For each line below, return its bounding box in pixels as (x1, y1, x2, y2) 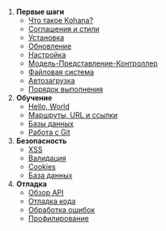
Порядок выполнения (28, 84, 104, 94)
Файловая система (28, 67, 95, 76)
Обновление (28, 41, 72, 51)
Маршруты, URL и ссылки (28, 110, 118, 120)
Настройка (28, 50, 66, 59)
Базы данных (28, 119, 74, 128)
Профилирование (28, 214, 89, 223)
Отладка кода (28, 196, 76, 206)
